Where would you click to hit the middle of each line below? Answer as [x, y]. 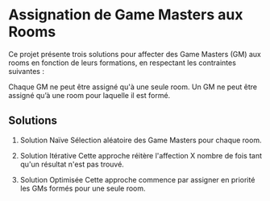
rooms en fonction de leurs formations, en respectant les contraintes [122, 63]
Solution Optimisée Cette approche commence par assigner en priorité [137, 179]
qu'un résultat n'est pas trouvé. [72, 164]
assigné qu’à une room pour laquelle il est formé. [89, 95]
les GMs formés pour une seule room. [83, 188]
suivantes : [26, 71]
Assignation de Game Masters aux [126, 15]
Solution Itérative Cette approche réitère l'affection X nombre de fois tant [141, 155]
